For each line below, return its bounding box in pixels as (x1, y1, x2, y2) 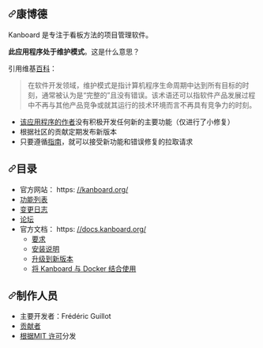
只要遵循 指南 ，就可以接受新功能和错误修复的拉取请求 (19, 137, 193, 146)
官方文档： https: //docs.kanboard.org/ (19, 224, 147, 233)
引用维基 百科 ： (8, 63, 57, 73)
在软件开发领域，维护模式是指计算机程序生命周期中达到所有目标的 (27, 80, 242, 89)
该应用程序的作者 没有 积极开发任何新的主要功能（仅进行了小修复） (19, 117, 235, 127)
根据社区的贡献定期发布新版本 (19, 127, 117, 136)
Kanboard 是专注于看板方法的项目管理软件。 (8, 30, 153, 40)
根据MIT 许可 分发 (19, 331, 77, 341)
